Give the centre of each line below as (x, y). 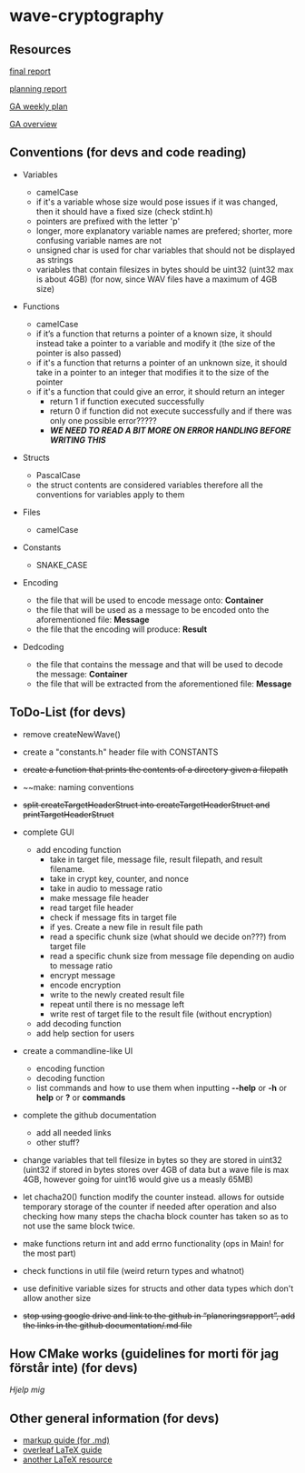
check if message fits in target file (113, 917)
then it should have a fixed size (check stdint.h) (124, 211)
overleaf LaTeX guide (62, 1450)
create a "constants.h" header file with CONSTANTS (120, 752)
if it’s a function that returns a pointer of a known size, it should (154, 334)
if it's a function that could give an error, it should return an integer (160, 391)
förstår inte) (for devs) (74, 1368)
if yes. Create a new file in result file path (126, 927)
